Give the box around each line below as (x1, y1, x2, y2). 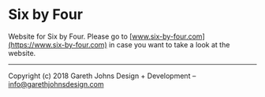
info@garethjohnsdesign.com (8, 79, 104, 88)
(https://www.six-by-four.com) (8, 39, 108, 49)
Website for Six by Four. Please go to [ (8, 32, 132, 41)
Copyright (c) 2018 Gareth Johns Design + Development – (8, 71, 196, 80)
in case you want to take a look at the (109, 39, 230, 49)
